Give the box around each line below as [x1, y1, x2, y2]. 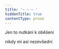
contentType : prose [5, 16, 44, 21]
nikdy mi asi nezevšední [5, 39, 53, 45]
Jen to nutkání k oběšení [5, 30, 54, 35]
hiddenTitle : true [5, 12, 42, 16]
